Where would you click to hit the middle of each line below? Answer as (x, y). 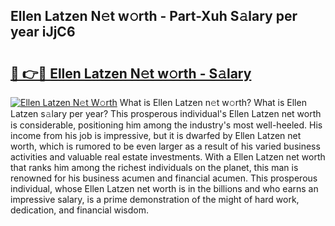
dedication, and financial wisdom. (79, 210)
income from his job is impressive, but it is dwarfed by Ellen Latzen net (156, 135)
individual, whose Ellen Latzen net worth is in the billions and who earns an (164, 188)
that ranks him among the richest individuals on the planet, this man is (154, 167)
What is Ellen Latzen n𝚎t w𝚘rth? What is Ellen (213, 102)
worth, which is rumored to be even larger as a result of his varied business (165, 146)
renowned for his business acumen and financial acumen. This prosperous (164, 178)
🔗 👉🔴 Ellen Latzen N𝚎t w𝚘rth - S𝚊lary (131, 73)
